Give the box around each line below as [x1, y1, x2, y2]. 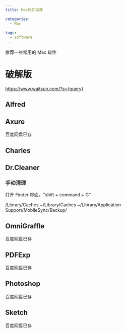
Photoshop [5, 280, 40, 288]
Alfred [5, 100, 26, 109]
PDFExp [5, 251, 31, 259]
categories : [5, 16, 30, 22]
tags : [5, 30, 17, 35]
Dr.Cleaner [5, 163, 40, 172]
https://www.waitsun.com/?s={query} [5, 86, 84, 92]
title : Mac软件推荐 [5, 7, 43, 13]
